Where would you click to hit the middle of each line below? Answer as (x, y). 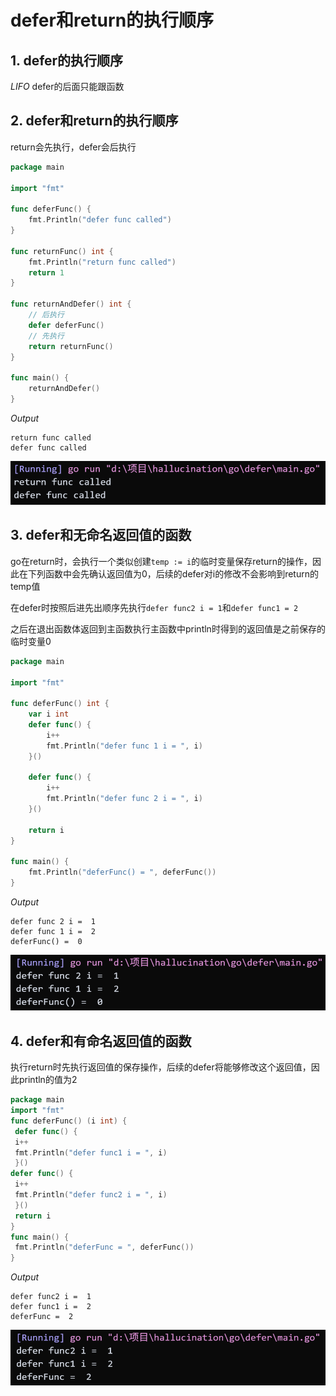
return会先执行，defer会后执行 (73, 147)
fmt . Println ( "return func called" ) (102, 262)
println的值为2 (48, 1080)
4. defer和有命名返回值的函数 (101, 1041)
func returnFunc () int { (62, 251)
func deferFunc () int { (60, 704)
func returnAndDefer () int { (71, 304)
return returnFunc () (71, 346)
